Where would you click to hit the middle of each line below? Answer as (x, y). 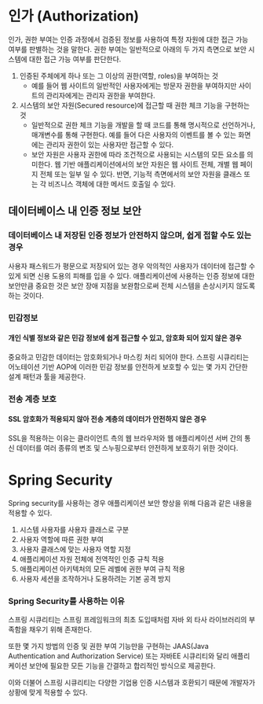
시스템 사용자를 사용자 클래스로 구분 (74, 529)
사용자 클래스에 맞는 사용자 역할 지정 (75, 549)
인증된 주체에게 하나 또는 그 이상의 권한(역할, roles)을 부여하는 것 (119, 76)
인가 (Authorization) (74, 16)
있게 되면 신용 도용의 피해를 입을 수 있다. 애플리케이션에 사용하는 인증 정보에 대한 (131, 275)
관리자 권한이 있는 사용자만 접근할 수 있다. (110, 144)
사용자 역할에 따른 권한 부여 (62, 539)
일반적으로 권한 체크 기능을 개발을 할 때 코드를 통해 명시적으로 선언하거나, (143, 125)
